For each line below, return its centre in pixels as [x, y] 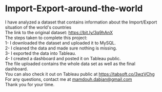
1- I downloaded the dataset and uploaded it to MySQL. [61, 43]
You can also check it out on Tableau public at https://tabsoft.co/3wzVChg [80, 74]
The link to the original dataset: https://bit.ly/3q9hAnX [59, 32]
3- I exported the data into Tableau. [41, 53]
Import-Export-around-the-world [74, 9]
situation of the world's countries [38, 27]
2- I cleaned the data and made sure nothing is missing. [61, 48]
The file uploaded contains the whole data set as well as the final [70, 64]
